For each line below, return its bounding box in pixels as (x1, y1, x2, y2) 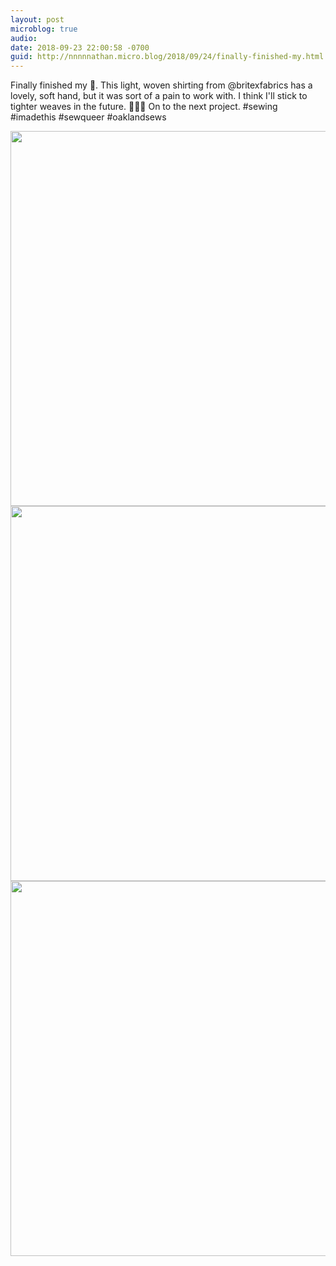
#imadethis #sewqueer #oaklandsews (10, 111, 167, 123)
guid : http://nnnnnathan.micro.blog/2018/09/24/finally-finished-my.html (10, 52, 325, 62)
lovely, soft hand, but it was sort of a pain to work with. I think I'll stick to (10, 90, 308, 102)
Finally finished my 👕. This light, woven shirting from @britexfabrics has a (10, 79, 313, 91)
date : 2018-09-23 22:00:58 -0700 (10, 42, 150, 53)
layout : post (10, 14, 65, 25)
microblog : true (10, 24, 78, 34)
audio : (10, 33, 38, 43)
